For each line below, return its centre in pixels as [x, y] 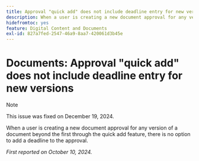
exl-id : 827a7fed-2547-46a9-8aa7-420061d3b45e [65, 34]
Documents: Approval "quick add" [93, 63]
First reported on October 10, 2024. [49, 152]
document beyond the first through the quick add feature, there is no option [98, 134]
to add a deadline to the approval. [47, 141]
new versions [40, 88]
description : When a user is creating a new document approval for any [96, 17]
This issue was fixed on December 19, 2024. [60, 116]
